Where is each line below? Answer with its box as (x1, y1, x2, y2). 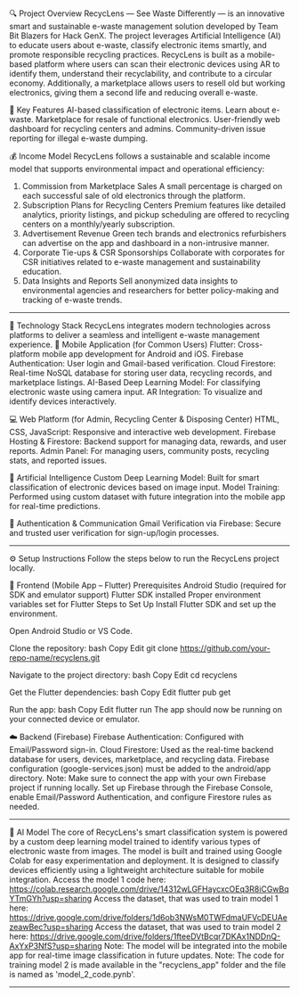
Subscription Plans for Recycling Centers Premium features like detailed (21, 200, 287, 210)
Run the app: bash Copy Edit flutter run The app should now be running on (9, 704, 283, 714)
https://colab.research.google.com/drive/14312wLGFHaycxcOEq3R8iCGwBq (9, 884, 289, 894)
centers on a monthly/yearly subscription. (21, 218, 175, 229)
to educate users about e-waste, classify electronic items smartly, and (9, 40, 267, 50)
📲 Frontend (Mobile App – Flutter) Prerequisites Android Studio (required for (9, 580, 287, 590)
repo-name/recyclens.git (9, 653, 101, 663)
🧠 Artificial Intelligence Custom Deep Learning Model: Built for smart (9, 473, 260, 482)
